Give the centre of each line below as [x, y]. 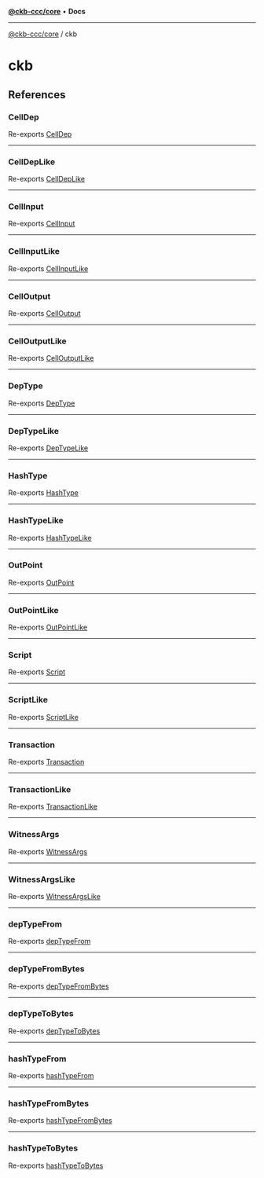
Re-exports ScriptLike [43, 717]
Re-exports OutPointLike [48, 627]
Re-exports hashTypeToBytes [56, 1165]
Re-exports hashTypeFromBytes [60, 1121]
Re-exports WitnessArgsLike [54, 896]
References [37, 95]
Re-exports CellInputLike [48, 268]
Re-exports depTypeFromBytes [59, 986]
